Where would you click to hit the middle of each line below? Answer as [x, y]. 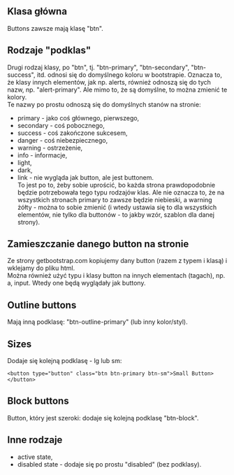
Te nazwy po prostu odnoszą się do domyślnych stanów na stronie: [104, 104]
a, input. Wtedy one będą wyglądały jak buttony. [76, 283]
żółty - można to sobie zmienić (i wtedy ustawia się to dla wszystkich [117, 207]
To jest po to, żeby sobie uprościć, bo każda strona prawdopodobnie [116, 185]
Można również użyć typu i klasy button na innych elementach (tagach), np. [116, 276]
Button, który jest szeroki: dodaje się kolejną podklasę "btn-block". [103, 418]
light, [25, 162]
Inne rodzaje [35, 440]
